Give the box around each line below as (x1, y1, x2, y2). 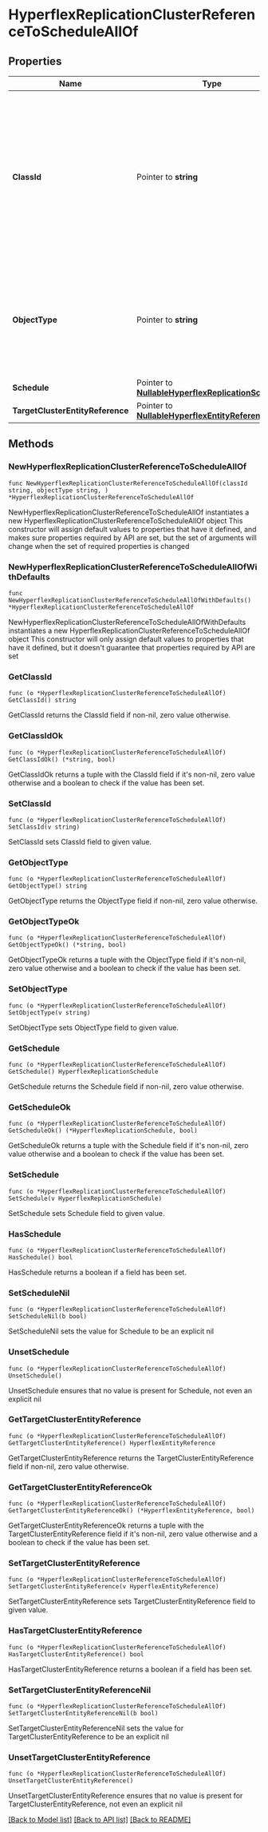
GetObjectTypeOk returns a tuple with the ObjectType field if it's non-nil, (8, 955, 246, 964)
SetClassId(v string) (8, 823, 81, 831)
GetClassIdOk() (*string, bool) (8, 755, 116, 764)
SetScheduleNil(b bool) (8, 1313, 88, 1321)
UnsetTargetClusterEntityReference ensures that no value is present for (8, 1791, 243, 1801)
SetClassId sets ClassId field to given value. (8, 837, 152, 846)
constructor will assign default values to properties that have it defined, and (8, 524, 257, 534)
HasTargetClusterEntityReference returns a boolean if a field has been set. (8, 1664, 253, 1674)
